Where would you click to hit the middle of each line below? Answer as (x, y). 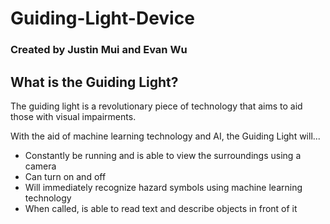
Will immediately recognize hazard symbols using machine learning (163, 187)
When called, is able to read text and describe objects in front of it (161, 208)
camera (40, 166)
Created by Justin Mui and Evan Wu (99, 50)
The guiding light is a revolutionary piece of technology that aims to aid (156, 106)
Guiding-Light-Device (102, 18)
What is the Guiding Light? (94, 82)
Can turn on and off (65, 176)
